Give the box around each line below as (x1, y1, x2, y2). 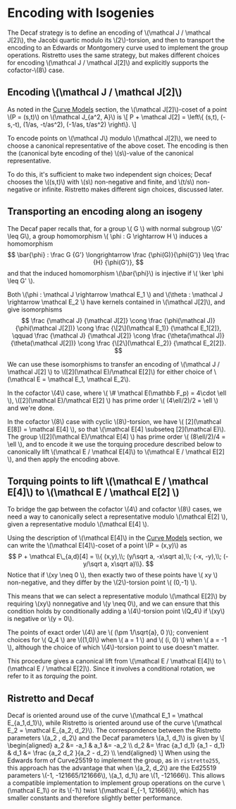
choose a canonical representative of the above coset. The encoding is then (7, 141, 229, 150)
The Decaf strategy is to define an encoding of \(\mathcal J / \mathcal (7, 28, 211, 37)
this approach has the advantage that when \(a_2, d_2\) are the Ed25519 (7, 764, 217, 772)
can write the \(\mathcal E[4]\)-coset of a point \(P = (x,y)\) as (7, 541, 187, 550)
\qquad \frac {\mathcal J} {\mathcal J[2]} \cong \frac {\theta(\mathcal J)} (11, 331, 225, 340)
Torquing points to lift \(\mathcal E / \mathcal (7, 475, 209, 487)
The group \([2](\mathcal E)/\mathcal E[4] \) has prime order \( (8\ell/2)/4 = (7, 432, 226, 441)
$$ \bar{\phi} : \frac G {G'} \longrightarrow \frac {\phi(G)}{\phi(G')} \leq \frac (7, 250, 230, 259)
